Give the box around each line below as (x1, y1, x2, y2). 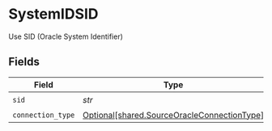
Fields (8, 55, 40, 69)
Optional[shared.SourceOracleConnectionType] (82, 109, 265, 120)
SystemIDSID (8, 5, 99, 23)
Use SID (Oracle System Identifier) (8, 32, 124, 41)
